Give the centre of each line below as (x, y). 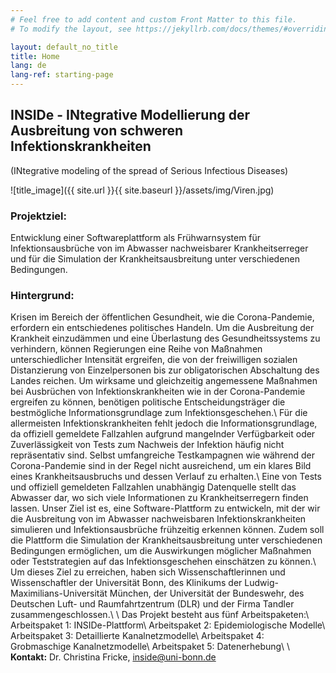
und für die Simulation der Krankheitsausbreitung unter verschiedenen (155, 259)
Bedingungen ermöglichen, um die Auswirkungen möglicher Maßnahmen (161, 551)
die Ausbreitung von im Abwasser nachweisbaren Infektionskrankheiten (158, 519)
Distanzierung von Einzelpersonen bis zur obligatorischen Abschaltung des (165, 370)
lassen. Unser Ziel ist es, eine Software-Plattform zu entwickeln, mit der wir (165, 508)
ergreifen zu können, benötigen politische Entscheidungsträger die (148, 402)
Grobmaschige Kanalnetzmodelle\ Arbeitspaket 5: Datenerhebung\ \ (150, 647)
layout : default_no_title (64, 47)
